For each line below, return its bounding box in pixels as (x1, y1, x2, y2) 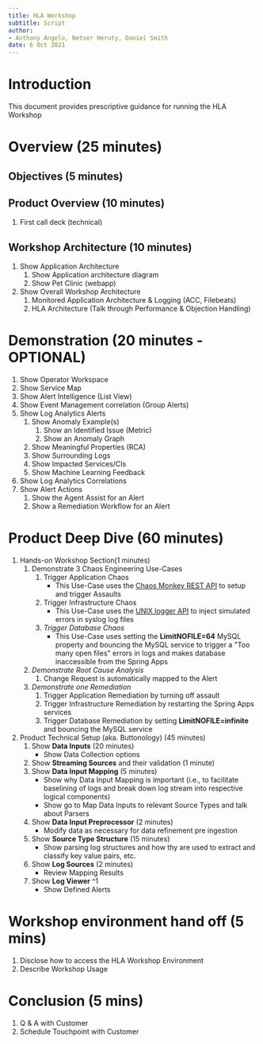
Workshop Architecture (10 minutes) (8, 240, 192, 254)
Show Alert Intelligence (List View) (19, 392, 132, 401)
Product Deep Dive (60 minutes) (8, 529, 224, 547)
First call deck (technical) (19, 218, 103, 227)
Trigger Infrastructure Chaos (43, 597, 137, 608)
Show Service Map (19, 383, 82, 393)
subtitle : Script (8, 19, 66, 27)
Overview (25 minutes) (8, 138, 162, 156)
